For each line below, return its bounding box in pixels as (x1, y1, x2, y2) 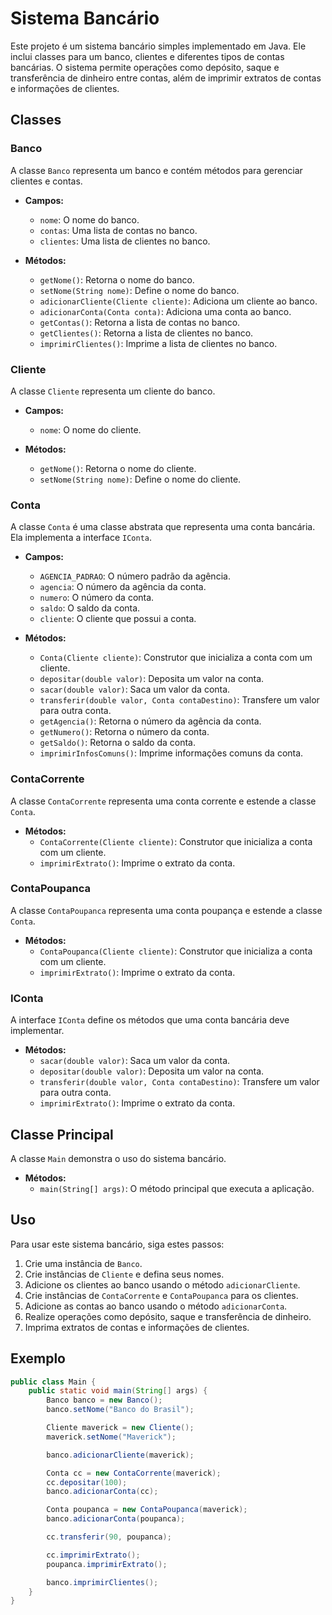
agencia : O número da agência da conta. (39, 581, 207, 593)
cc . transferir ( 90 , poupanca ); (46, 1532, 172, 1542)
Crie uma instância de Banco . (24, 1257, 143, 1269)
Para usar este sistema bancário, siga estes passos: (10, 1238, 225, 1250)
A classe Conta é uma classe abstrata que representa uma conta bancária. (10, 521, 316, 533)
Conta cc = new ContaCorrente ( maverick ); (46, 1468, 222, 1478)
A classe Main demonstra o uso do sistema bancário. (10, 1152, 227, 1164)
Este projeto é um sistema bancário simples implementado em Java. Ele (10, 40, 307, 52)
